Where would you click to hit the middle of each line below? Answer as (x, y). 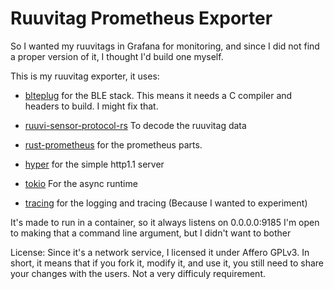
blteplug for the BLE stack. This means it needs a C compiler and (158, 95)
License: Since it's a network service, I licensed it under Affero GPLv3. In (160, 252)
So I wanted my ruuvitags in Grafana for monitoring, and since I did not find (165, 46)
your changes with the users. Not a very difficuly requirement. (138, 273)
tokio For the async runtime (81, 183)
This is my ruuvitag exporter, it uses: (85, 76)
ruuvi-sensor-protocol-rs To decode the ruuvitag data (135, 125)
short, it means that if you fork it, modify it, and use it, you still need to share (167, 263)
